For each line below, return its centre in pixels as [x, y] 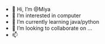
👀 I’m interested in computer [46, 15]
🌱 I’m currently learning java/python [55, 22]
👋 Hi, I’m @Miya [31, 9]
